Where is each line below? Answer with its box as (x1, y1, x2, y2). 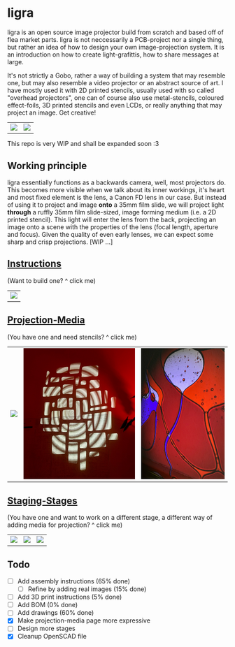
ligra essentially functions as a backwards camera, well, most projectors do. (7, 178, 226, 187)
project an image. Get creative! (7, 108, 97, 117)
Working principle (7, 159, 87, 172)
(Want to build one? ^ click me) (7, 276, 96, 284)
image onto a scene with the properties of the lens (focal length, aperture (7, 223, 219, 231)
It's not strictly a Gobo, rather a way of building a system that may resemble (7, 71, 226, 80)
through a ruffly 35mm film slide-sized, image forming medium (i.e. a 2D (7, 208, 217, 216)
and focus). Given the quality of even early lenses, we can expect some (7, 231, 213, 238)
